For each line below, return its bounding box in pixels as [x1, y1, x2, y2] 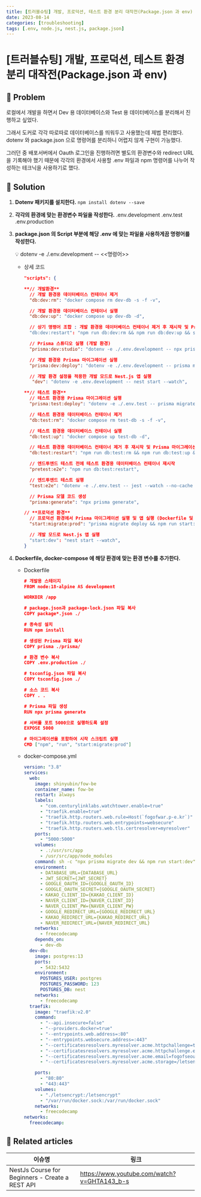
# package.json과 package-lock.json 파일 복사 [23, 605, 136, 611]
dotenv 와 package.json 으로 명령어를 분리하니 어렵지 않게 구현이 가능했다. [6, 136, 182, 144]
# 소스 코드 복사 [23, 687, 60, 693]
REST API [9, 1180, 36, 1189]
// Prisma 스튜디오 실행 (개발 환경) [29, 341, 111, 347]
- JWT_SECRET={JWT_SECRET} [39, 875, 108, 882]
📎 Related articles [6, 1137, 73, 1147]
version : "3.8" [23, 764, 62, 770]
